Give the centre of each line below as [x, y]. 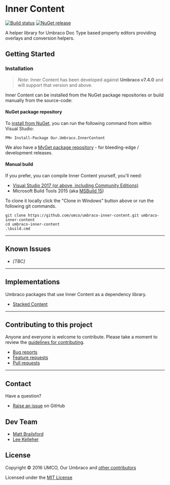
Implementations [33, 282]
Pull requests [26, 363]
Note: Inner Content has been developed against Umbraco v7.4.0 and [90, 80]
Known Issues [28, 249]
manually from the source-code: [39, 100]
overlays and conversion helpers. [40, 38]
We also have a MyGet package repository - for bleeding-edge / [72, 147]
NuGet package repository [34, 112]
